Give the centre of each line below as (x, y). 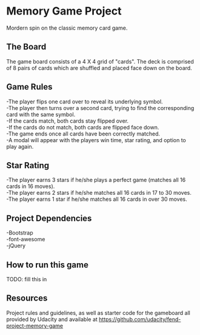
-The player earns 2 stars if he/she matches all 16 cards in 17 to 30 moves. (99, 193)
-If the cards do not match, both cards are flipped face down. (83, 127)
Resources (27, 298)
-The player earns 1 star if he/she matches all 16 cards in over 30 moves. (97, 199)
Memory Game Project (64, 11)
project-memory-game (35, 325)
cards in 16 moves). (31, 186)
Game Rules (29, 87)
